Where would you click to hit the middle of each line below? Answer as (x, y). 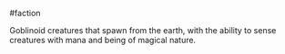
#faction (25, 13)
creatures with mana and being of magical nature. (103, 40)
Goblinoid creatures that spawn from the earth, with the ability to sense (143, 30)
